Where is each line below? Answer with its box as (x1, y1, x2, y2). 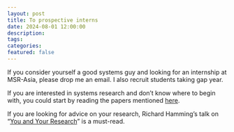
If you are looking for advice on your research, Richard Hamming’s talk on (7, 109, 219, 118)
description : (7, 29, 45, 37)
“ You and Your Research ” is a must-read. (7, 117, 125, 125)
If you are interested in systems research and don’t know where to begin (7, 88, 216, 97)
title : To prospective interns (7, 17, 98, 24)
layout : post (7, 10, 45, 17)
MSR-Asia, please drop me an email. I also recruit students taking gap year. (7, 75, 224, 83)
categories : (7, 42, 42, 49)
